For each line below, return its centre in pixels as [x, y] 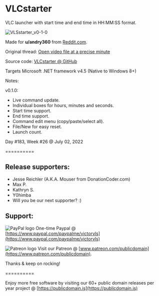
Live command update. [36, 100]
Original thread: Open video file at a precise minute [58, 51]
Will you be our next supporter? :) [47, 200]
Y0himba [22, 195]
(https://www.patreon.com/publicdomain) [48, 253]
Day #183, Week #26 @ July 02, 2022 [44, 141]
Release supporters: [37, 167]
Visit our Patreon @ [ [59, 248]
